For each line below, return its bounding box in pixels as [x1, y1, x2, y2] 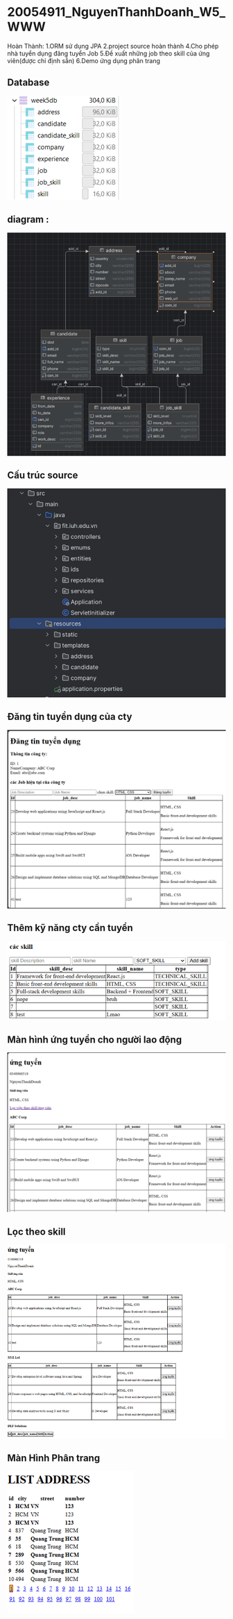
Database [7, 77, 50, 89]
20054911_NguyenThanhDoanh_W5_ [7, 4, 225, 20]
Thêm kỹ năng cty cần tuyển [7, 922, 133, 934]
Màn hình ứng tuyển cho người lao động [7, 1034, 182, 1045]
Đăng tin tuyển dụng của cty [7, 711, 132, 723]
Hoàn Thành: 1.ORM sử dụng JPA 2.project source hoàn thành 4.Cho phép [7, 42, 219, 50]
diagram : [7, 214, 49, 225]
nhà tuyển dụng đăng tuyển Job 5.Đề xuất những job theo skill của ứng [7, 49, 210, 58]
